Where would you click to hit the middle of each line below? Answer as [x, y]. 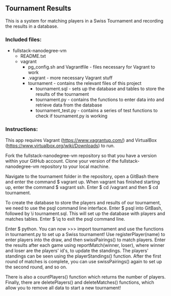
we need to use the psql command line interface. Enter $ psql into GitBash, [84, 208]
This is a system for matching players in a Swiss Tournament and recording [84, 20]
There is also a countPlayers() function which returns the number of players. [86, 277]
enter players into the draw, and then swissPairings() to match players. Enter [86, 240]
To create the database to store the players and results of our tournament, [83, 203]
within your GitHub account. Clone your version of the [62, 161]
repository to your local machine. [75, 166]
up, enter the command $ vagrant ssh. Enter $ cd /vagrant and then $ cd [82, 187]
